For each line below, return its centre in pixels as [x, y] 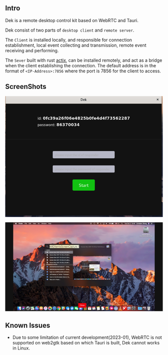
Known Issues [28, 325]
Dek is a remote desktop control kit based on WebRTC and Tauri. [72, 20]
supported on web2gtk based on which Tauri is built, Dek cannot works [86, 343]
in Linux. [21, 348]
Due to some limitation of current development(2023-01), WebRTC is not [87, 337]
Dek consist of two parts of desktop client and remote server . [70, 30]
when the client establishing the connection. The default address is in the [81, 65]
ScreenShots [26, 87]
